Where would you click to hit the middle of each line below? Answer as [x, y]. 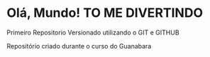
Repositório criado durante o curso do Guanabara [79, 46]
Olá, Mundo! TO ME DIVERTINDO [105, 13]
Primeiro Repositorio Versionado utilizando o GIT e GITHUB [93, 32]
